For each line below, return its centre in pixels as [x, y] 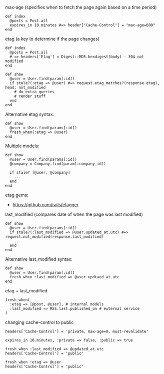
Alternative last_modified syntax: [39, 259]
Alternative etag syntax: [30, 114]
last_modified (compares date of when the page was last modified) [74, 214]
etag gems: [17, 195]
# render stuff [30, 96]
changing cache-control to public [39, 322]
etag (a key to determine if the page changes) [52, 39]
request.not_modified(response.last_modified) [54, 237]
